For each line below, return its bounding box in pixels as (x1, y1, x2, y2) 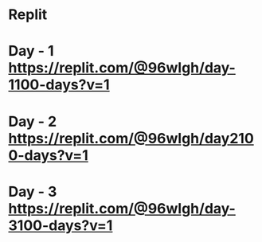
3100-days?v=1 (8, 217, 113, 234)
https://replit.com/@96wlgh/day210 (8, 129, 255, 147)
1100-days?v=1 (8, 76, 110, 94)
